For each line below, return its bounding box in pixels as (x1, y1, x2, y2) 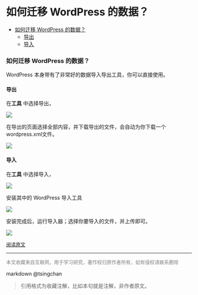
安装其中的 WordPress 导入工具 (6, 194, 82, 201)
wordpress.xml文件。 (6, 130, 58, 138)
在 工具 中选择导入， (6, 170, 54, 177)
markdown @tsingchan (6, 270, 62, 277)
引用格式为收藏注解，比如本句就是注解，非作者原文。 (20, 282, 150, 289)
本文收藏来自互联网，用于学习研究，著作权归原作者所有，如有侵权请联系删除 (6, 259, 179, 265)
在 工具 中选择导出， (6, 100, 54, 107)
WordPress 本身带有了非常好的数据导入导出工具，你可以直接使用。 (6, 71, 169, 78)
